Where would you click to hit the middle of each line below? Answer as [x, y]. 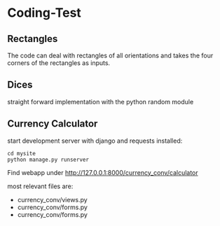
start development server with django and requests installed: [95, 141]
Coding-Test [44, 13]
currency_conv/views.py [52, 199]
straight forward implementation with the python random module [101, 101]
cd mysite [22, 153]
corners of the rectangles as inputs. [59, 63]
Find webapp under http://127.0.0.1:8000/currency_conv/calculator [103, 172]
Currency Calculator [53, 124]
